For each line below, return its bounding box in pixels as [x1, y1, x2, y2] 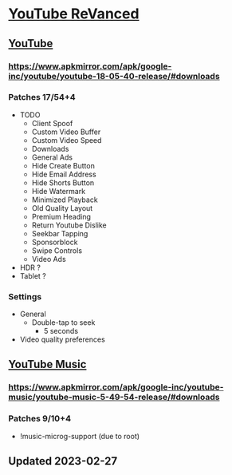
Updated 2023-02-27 [8, 454, 118, 468]
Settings [8, 291, 42, 302]
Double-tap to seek [31, 318, 96, 327]
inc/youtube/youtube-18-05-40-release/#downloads [8, 70, 221, 81]
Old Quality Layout [31, 203, 93, 212]
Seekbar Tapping [31, 228, 88, 238]
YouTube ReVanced [8, 5, 140, 23]
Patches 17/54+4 [8, 92, 76, 103]
